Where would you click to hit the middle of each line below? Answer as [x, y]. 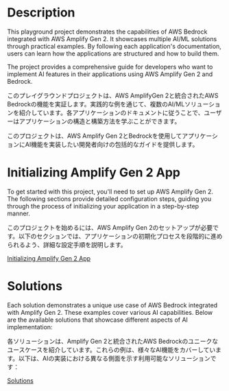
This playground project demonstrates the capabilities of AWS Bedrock [107, 32]
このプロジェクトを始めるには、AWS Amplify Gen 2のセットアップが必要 [110, 227]
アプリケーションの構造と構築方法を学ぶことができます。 [100, 121]
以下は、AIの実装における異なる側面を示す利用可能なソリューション [114, 358]
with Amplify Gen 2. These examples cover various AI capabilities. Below [110, 312]
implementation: [30, 327]
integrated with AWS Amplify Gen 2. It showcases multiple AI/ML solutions [112, 38]
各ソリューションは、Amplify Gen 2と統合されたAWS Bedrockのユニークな [112, 341]
